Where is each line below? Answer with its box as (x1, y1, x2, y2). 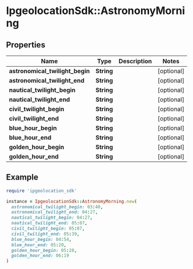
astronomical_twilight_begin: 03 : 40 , (11, 204, 104, 210)
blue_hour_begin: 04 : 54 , (11, 236, 72, 242)
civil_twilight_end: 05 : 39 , (11, 231, 80, 237)
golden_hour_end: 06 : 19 (11, 253, 69, 258)
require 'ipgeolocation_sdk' (6, 188, 77, 194)
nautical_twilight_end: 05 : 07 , (11, 220, 88, 226)
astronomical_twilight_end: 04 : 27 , (11, 209, 98, 215)
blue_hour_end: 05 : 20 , (11, 242, 67, 248)
